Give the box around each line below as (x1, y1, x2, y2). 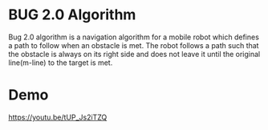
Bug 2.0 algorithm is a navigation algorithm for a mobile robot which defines (8, 32, 259, 42)
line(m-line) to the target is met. (8, 58, 113, 67)
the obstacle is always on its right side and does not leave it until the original (8, 49, 261, 59)
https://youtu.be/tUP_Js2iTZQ (8, 112, 108, 122)
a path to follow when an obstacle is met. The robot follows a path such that (8, 40, 259, 50)
